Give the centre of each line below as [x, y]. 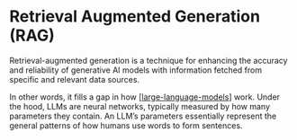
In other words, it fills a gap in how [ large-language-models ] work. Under [145, 97]
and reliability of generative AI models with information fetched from [136, 70]
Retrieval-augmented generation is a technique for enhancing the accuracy [148, 60]
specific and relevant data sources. [75, 79]
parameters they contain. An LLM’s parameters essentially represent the [143, 116]
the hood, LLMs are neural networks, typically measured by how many [140, 106]
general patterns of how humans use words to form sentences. [126, 125]
